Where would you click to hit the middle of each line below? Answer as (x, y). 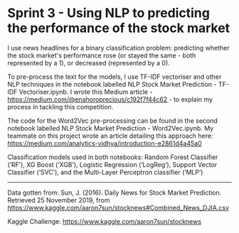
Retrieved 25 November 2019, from (59, 200)
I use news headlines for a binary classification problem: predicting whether (118, 48)
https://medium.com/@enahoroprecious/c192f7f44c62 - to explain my (110, 99)
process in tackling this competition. (60, 107)
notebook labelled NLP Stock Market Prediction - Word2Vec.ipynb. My (111, 128)
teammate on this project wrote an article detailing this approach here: (110, 136)
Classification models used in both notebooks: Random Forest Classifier (113, 157)
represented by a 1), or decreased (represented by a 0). (89, 63)
